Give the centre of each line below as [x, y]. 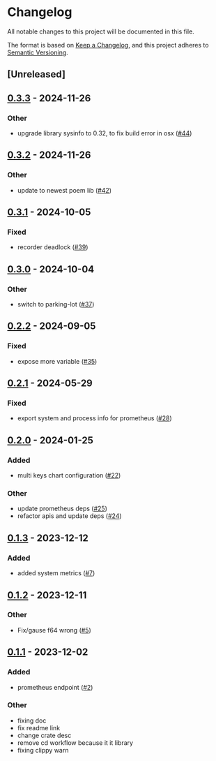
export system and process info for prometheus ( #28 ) [94, 418]
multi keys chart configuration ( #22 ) [69, 475]
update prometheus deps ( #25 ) [62, 509]
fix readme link [39, 727]
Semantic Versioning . [38, 52]
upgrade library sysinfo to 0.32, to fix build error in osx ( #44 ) [105, 133]
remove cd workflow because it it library [75, 742]
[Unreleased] [37, 74]
